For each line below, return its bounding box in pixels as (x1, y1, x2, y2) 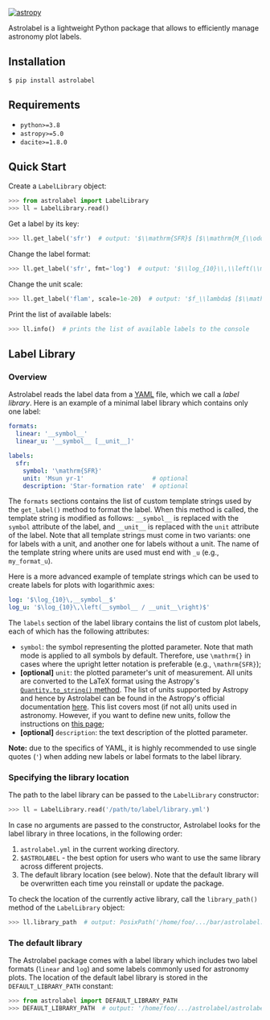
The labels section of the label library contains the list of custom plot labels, (8, 618, 261, 628)
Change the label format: (8, 250, 91, 259)
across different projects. (19, 861, 104, 871)
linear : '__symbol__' (15, 430, 88, 438)
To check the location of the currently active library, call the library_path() (8, 894, 258, 904)
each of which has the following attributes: (8, 626, 150, 636)
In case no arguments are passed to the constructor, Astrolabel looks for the (8, 820, 261, 830)
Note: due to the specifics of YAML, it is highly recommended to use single (8, 743, 257, 753)
